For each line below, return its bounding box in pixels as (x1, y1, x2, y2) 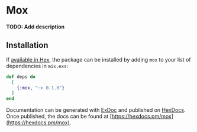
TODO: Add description (6, 23, 65, 30)
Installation (6, 40, 49, 50)
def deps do (6, 73, 35, 80)
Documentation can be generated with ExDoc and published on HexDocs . (6, 107, 186, 114)
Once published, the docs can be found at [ (6, 113, 112, 120)
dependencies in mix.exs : (6, 62, 69, 69)
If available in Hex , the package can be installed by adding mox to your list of (6, 56, 191, 63)
